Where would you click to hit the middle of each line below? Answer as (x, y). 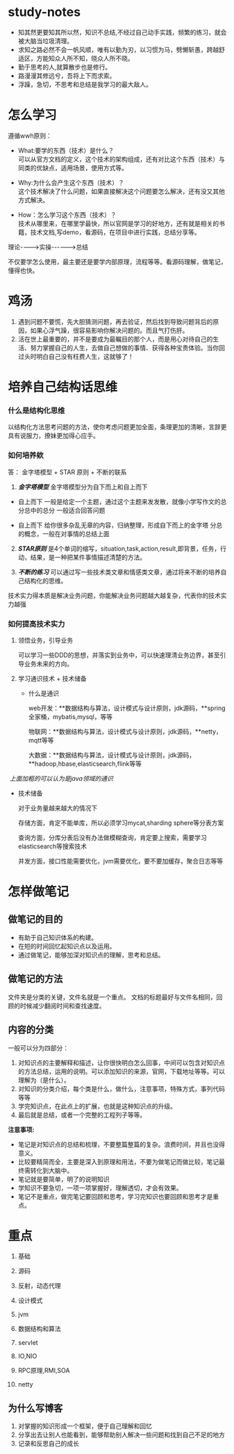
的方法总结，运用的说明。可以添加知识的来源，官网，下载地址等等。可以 (121, 1071)
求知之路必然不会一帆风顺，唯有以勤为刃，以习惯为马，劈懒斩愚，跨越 (118, 49)
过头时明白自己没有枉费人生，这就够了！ (76, 356)
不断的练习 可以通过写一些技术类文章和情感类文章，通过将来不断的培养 (119, 572)
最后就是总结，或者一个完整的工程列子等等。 (82, 1115)
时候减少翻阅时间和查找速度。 (62, 1005)
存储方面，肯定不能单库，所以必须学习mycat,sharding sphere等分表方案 (121, 823)
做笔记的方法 (35, 979)
